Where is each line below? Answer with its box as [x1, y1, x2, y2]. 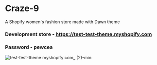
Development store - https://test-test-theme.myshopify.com [5, 31, 152, 38]
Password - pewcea [5, 44, 53, 51]
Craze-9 [5, 3, 39, 14]
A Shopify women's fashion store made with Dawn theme [5, 19, 120, 25]
